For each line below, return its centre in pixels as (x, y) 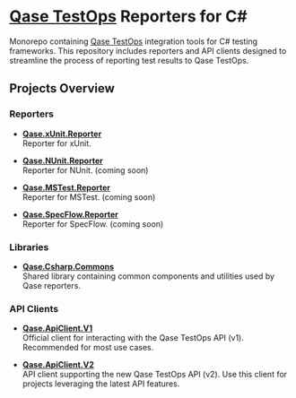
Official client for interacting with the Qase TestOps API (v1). (133, 338)
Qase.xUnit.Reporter (62, 134)
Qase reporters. (51, 285)
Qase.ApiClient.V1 (57, 328)
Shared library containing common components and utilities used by (148, 276)
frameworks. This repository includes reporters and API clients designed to (148, 50)
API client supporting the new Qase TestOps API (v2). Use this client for (155, 375)
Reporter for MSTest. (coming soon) (89, 197)
